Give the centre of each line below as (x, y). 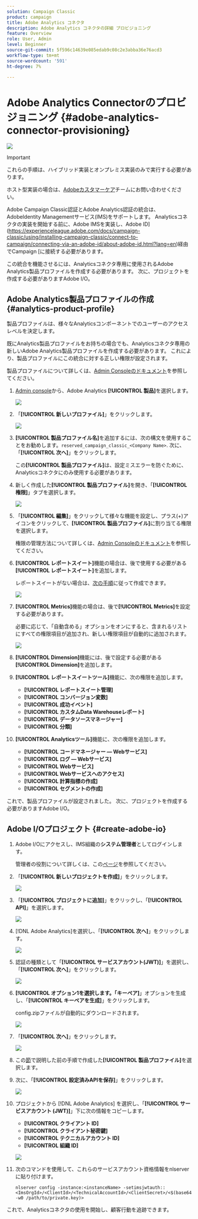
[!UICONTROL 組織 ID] (51, 1145)
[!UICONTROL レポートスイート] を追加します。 (72, 571)
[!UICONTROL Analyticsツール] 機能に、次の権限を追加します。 (92, 739)
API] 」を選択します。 (41, 907)
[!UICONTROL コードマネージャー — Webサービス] (85, 752)
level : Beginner (26, 45)
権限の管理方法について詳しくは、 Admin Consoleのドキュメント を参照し (103, 543)
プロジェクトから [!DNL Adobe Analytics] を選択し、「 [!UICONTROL (97, 1103)
